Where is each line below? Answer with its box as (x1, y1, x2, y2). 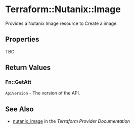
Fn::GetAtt (5, 79, 31, 86)
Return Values (5, 63, 51, 72)
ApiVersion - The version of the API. (5, 90, 80, 96)
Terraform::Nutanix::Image (5, 4, 121, 15)
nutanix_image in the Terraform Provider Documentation (12, 118, 130, 124)
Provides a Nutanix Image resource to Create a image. (5, 20, 118, 26)
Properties (5, 35, 39, 44)
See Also (5, 105, 34, 113)
